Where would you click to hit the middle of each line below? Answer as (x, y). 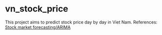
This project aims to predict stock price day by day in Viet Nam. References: (81, 22)
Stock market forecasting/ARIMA (38, 27)
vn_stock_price (37, 9)
